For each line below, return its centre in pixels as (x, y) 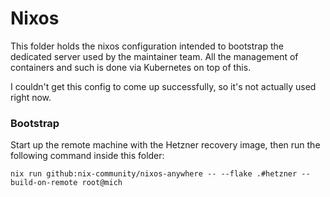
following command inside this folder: (87, 156)
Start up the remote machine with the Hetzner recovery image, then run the (165, 145)
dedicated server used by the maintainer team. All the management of (154, 56)
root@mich (102, 183)
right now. (31, 97)
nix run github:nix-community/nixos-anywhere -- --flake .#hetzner (154, 174)
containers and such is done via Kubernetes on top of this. (131, 67)
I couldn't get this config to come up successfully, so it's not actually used (163, 86)
